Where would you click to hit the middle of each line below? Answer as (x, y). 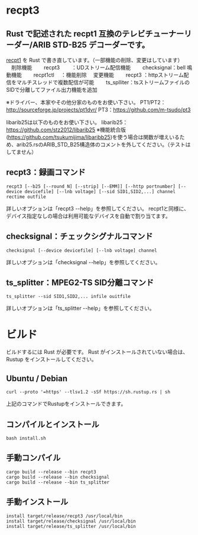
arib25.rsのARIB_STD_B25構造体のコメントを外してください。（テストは (103, 145)
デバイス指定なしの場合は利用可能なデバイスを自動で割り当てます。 (89, 216)
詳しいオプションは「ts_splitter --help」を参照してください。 (80, 308)
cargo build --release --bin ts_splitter (58, 482)
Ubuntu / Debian (37, 378)
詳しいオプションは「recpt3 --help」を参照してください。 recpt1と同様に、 (98, 209)
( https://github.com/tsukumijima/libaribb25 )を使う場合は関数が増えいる (93, 137)
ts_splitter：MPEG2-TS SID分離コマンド (80, 283)
